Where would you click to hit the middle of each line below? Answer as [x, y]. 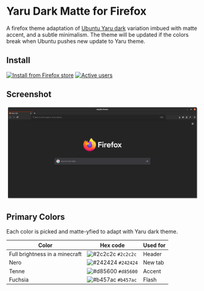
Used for [155, 245]
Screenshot [29, 94]
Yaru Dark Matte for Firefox [76, 11]
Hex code [112, 245]
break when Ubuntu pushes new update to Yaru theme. [76, 41]
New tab [154, 263]
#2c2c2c [127, 255]
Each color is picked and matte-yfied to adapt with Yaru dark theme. [92, 232]
